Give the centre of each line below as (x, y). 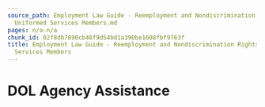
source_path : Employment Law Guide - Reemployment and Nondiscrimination (132, 15)
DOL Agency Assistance (89, 91)
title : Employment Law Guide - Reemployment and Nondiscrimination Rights (133, 45)
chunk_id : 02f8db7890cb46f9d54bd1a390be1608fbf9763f (96, 37)
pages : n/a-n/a (32, 30)
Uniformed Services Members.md (66, 23)
